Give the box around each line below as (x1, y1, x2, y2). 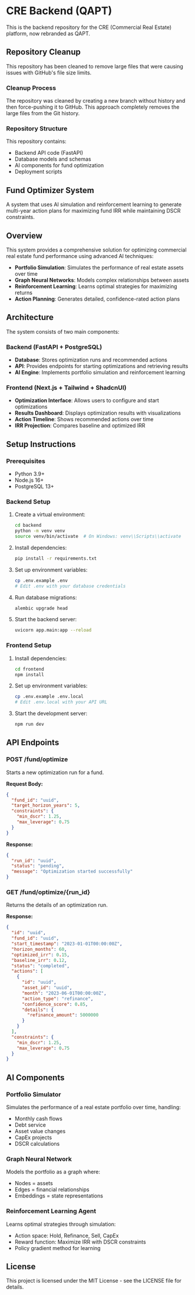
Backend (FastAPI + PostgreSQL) (6, 342, 103, 351)
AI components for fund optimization (14, 162, 104, 169)
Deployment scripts (14, 168, 62, 175)
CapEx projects (14, 1134, 52, 1141)
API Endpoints (6, 738, 60, 748)
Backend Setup (6, 497, 51, 505)
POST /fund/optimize (6, 755, 68, 764)
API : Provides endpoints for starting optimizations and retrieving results (14, 363, 189, 370)
